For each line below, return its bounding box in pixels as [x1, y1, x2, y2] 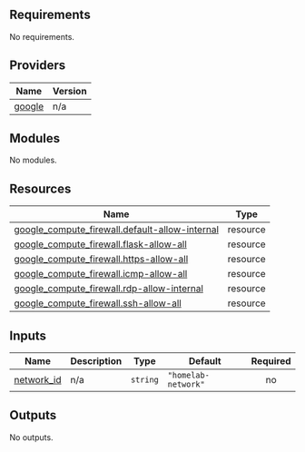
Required [251, 355, 291, 368]
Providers [9, 58, 66, 74]
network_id [14, 374, 62, 387]
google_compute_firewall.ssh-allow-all [14, 297, 182, 310]
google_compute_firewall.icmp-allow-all [14, 268, 188, 280]
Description [70, 355, 123, 368]
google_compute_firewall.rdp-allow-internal [14, 282, 204, 295]
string [130, 375, 159, 385]
